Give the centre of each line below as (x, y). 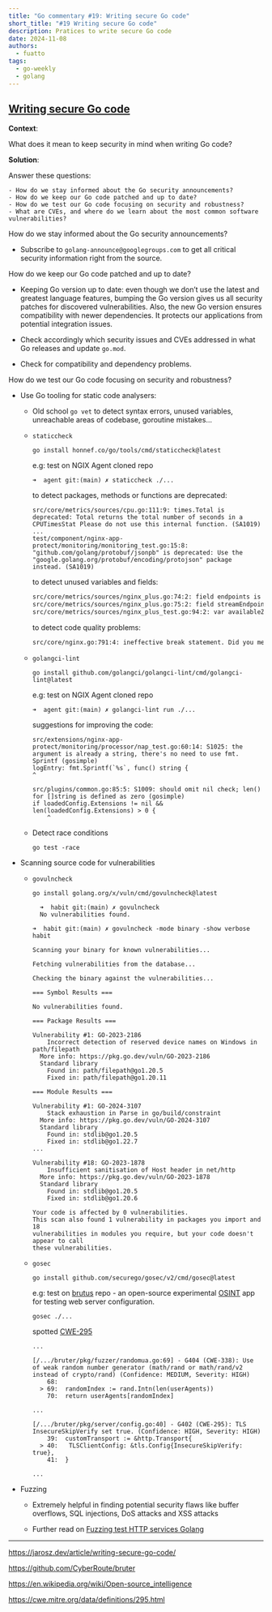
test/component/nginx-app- (78, 539)
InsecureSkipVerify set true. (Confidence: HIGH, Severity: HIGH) (147, 1431)
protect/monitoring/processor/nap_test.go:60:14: (118, 747)
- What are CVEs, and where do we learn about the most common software (134, 212)
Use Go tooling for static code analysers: (88, 396)
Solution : (24, 160)
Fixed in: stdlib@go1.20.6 (93, 1198)
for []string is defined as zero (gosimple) (108, 796)
